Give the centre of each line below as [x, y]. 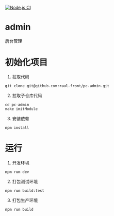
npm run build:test [25, 191]
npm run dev [17, 172]
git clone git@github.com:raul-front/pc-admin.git [57, 86]
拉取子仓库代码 [27, 95]
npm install [17, 128]
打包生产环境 [25, 200]
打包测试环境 [25, 181]
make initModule [21, 109]
